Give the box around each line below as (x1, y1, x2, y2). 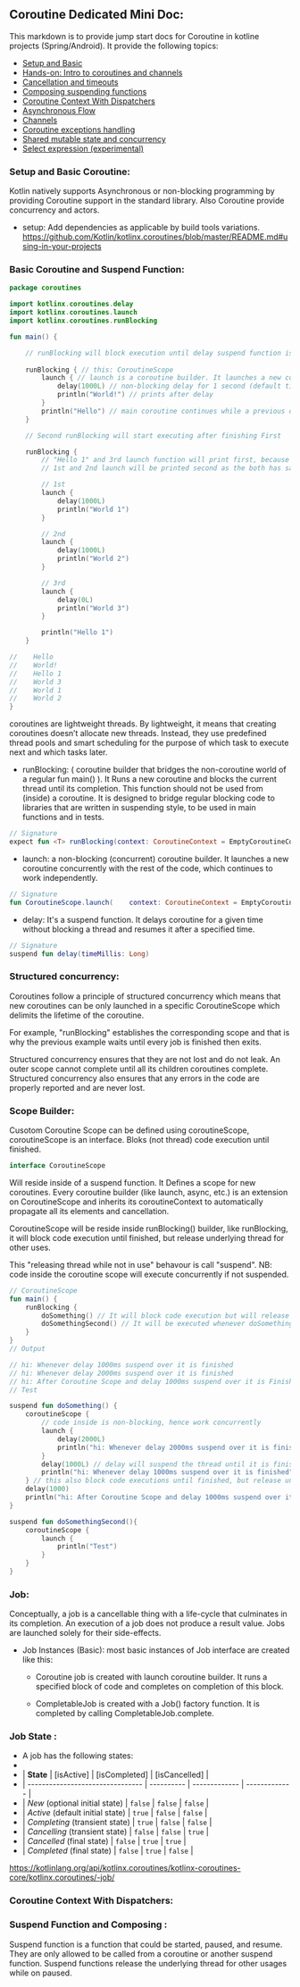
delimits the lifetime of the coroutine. (9, 1010, 145, 1020)
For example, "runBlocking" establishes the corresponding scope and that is (9, 1027, 290, 1037)
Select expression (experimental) (21, 143, 145, 154)
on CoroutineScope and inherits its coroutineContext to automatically (9, 1196, 263, 1207)
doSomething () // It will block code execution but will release (41, 1311, 290, 1320)
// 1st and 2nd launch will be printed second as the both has (41, 464, 281, 473)
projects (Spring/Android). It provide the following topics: (9, 40, 219, 51)
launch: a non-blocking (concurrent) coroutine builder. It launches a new (21, 853, 289, 864)
